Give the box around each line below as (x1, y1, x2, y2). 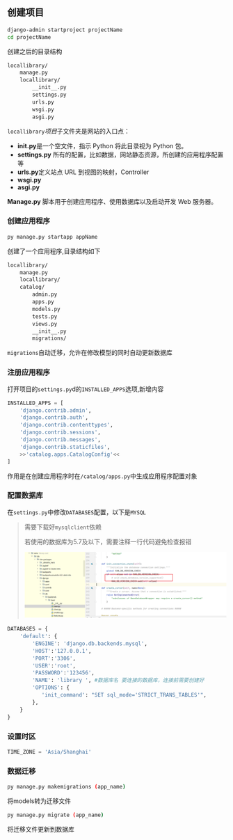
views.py (32, 320, 58, 327)
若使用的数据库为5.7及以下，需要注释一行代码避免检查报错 (24, 537, 192, 546)
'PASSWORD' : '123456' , (32, 669, 95, 676)
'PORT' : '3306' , (32, 655, 77, 662)
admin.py (32, 291, 58, 298)
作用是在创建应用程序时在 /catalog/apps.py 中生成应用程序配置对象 (7, 472, 198, 480)
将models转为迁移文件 (7, 796, 72, 805)
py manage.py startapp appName (7, 233, 98, 240)
